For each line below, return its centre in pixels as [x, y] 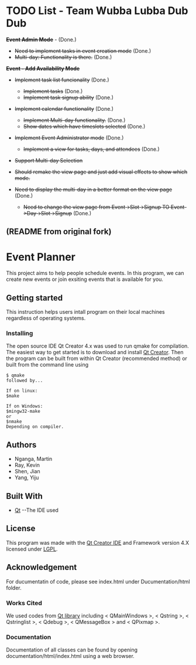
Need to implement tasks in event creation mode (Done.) [83, 50]
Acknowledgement [42, 567]
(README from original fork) [59, 232]
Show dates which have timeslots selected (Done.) [84, 126]
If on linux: [22, 391]
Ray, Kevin [27, 465]
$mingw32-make [23, 412]
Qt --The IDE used [36, 510]
